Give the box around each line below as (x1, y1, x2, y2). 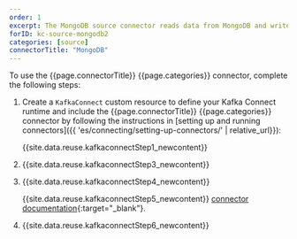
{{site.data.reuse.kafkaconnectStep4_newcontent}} (21, 176, 210, 187)
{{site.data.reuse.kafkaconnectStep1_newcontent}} (21, 143, 208, 153)
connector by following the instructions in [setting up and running (21, 116, 261, 127)
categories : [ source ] (9, 37, 89, 47)
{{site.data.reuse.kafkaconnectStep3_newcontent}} (21, 159, 210, 170)
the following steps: (9, 80, 81, 90)
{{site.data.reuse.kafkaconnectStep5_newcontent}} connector (21, 194, 249, 204)
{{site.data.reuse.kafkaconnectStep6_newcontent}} (21, 220, 209, 231)
